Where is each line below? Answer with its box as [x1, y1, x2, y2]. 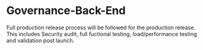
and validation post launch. [6, 37, 75, 44]
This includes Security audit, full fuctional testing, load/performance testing [6, 30, 197, 37]
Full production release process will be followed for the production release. [6, 24, 196, 31]
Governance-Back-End [6, 4, 126, 18]
